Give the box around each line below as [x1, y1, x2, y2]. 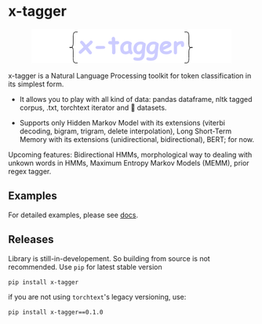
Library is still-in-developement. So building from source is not [8, 253, 210, 263]
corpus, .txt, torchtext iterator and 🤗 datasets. [19, 103, 167, 112]
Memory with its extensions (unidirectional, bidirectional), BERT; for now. [19, 134, 255, 144]
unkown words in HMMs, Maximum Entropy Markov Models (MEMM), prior [8, 158, 249, 167]
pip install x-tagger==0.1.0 [8, 308, 104, 316]
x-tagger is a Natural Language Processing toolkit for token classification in [8, 71, 252, 80]
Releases [8, 233, 54, 246]
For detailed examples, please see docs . [8, 210, 139, 220]
